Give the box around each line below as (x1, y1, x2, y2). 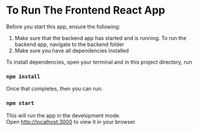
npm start (6, 100, 34, 107)
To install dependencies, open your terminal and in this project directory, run (6, 58, 192, 65)
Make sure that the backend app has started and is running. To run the (14, 34, 187, 41)
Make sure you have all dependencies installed (14, 47, 129, 54)
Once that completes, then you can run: (6, 85, 103, 92)
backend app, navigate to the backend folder (14, 41, 125, 48)
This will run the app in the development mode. (6, 112, 121, 119)
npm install (6, 73, 41, 80)
